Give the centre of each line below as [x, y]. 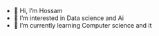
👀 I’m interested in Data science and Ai [69, 18]
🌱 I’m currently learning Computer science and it [83, 25]
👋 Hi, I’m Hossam [38, 11]
